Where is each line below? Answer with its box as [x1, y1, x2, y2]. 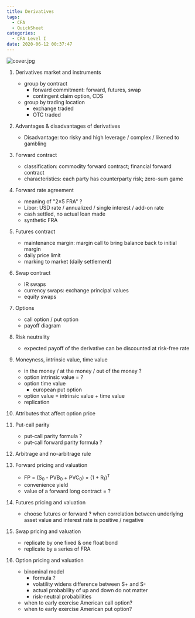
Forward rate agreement [15, 186, 74, 193]
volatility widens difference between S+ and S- [32, 581, 146, 588]
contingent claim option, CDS [32, 92, 104, 100]
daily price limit [23, 251, 61, 258]
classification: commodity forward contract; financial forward [23, 162, 172, 170]
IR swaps [23, 281, 46, 288]
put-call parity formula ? [23, 432, 83, 439]
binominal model [23, 568, 64, 575]
